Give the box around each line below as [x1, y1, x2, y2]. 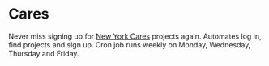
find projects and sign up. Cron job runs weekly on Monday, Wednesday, [8, 39, 251, 49]
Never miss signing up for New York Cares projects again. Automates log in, [8, 31, 262, 41]
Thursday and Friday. [8, 48, 79, 58]
